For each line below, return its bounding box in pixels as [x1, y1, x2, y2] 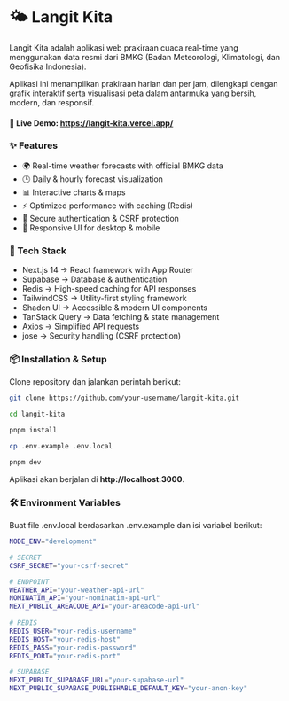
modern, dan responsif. [9, 97, 95, 107]
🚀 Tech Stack [9, 245, 67, 257]
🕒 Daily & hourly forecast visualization [21, 174, 164, 184]
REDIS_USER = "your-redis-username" [9, 627, 137, 635]
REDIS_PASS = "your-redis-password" [9, 643, 137, 652]
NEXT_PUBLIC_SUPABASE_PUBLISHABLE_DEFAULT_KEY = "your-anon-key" [9, 684, 248, 693]
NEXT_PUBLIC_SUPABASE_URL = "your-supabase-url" [9, 675, 184, 685]
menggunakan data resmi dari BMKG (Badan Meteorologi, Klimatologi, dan [9, 51, 281, 62]
